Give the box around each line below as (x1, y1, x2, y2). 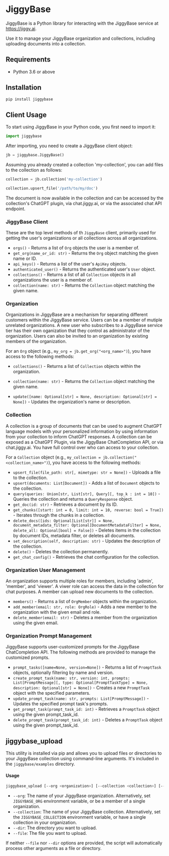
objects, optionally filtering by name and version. (13, 670, 114, 676)
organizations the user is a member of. (13, 277, 93, 283)
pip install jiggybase (6, 97, 53, 102)
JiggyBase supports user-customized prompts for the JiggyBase (6, 644, 139, 650)
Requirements (6, 55, 51, 64)
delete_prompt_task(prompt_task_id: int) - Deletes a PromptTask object (13, 717, 162, 723)
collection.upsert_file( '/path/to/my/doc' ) (6, 185, 98, 191)
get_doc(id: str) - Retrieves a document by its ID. (13, 501, 118, 507)
